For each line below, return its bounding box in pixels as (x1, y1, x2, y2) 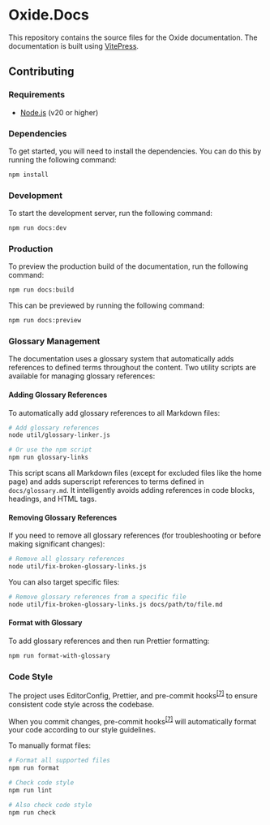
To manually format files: (8, 741, 92, 750)
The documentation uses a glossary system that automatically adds (8, 354, 234, 364)
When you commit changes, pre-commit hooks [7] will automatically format (8, 715, 257, 726)
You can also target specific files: (8, 577, 120, 586)
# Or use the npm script (8, 446, 92, 454)
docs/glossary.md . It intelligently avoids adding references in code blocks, (8, 486, 255, 495)
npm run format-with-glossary (8, 651, 111, 659)
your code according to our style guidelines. (8, 725, 156, 735)
